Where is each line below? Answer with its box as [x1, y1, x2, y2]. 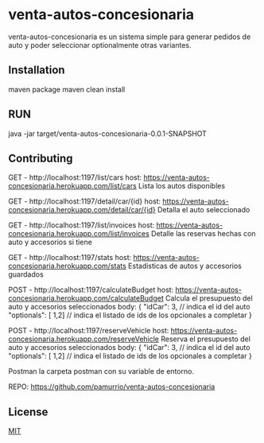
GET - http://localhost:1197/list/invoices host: [8, 220, 155, 230]
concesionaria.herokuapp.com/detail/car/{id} [8, 205, 157, 215]
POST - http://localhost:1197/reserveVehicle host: [8, 326, 169, 336]
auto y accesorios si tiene [8, 237, 93, 247]
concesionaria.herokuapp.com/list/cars [8, 181, 137, 191]
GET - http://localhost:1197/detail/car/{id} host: [8, 196, 161, 206]
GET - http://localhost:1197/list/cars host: [8, 173, 142, 182]
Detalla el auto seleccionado [157, 205, 250, 215]
